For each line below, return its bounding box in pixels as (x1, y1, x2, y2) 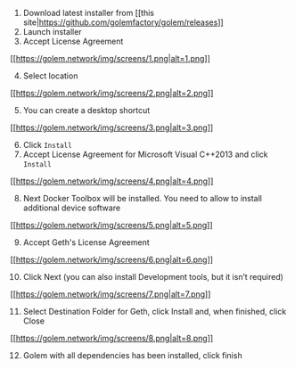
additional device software (22, 202, 121, 213)
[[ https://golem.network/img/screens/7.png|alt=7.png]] (10, 289, 211, 299)
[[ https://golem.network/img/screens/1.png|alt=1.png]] (10, 53, 210, 63)
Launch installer (22, 27, 83, 37)
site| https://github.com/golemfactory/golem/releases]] (22, 17, 224, 28)
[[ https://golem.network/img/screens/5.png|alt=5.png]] (10, 220, 213, 230)
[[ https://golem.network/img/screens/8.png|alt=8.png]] (10, 333, 214, 343)
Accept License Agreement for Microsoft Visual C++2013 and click (22, 149, 268, 160)
